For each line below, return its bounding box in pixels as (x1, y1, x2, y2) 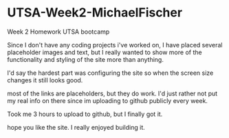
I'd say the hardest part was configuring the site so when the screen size (7, 69, 214, 77)
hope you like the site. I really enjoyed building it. (7, 123, 146, 131)
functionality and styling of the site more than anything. (7, 55, 164, 63)
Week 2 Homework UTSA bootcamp (7, 27, 110, 36)
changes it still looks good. (7, 76, 83, 84)
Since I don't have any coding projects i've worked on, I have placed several (7, 41, 223, 49)
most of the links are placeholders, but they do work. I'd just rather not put (7, 89, 218, 97)
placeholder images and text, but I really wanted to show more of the (7, 48, 202, 56)
